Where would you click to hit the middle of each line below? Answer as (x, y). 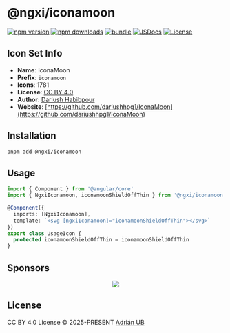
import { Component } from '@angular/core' (71, 189)
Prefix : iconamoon (42, 77)
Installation (32, 136)
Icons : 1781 (33, 85)
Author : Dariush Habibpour (56, 99)
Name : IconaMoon (43, 70)
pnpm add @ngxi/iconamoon (44, 152)
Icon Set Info (35, 53)
